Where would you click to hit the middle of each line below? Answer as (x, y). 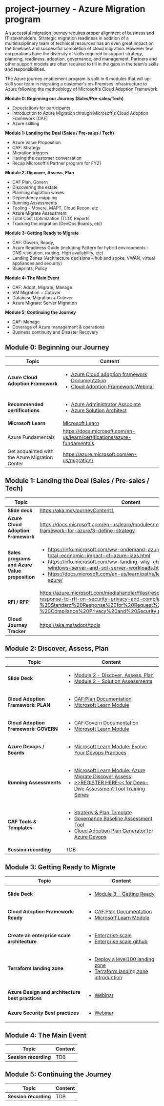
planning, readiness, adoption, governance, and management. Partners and (81, 59)
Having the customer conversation (47, 158)
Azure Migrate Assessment (39, 213)
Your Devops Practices (100, 753)
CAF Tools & (22, 822)
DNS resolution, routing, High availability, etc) (58, 253)
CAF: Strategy (26, 147)
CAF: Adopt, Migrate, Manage (42, 287)
